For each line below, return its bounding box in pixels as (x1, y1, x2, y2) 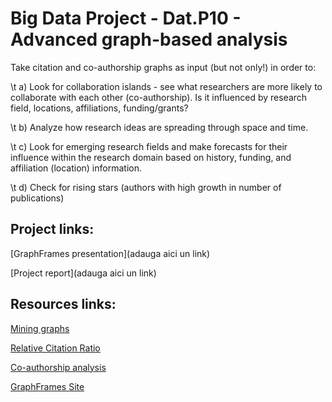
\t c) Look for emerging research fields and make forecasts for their (10, 140, 288, 152)
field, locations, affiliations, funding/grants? (10, 102, 189, 114)
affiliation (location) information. (10, 162, 142, 174)
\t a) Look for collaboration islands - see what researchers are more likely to (10, 80, 323, 92)
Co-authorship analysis (10, 361, 107, 373)
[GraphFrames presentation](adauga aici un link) (10, 247, 211, 259)
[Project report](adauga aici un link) (10, 267, 157, 279)
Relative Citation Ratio (10, 342, 101, 354)
